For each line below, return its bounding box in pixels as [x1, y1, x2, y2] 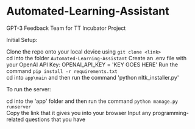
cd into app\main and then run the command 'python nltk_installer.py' [6, 74, 179, 81]
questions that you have [25, 116, 86, 123]
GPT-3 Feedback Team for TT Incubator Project [6, 24, 126, 32]
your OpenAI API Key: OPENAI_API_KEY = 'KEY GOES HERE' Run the [6, 61, 179, 68]
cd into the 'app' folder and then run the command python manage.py [6, 97, 179, 105]
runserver [6, 103, 32, 110]
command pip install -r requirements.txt [6, 67, 118, 74]
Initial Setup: [6, 36, 38, 43]
